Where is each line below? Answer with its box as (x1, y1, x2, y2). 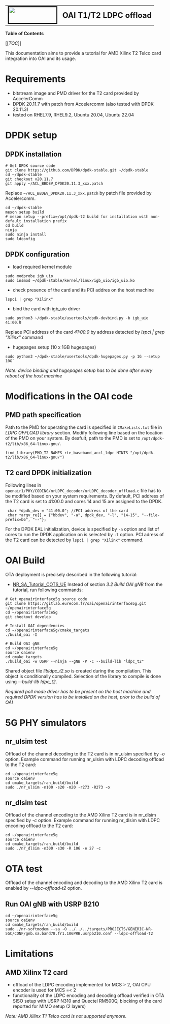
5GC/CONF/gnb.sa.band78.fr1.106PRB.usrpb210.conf (5, 931, 113, 937)
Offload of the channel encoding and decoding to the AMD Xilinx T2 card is (5, 880, 163, 886)
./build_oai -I (5, 632, 38, 637)
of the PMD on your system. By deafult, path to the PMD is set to (5, 435, 141, 441)
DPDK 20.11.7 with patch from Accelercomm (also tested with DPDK (12, 101, 154, 107)
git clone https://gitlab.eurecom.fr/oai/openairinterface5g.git (5, 601, 146, 606)
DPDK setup (5, 130, 57, 141)
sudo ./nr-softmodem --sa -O (5, 927, 67, 932)
